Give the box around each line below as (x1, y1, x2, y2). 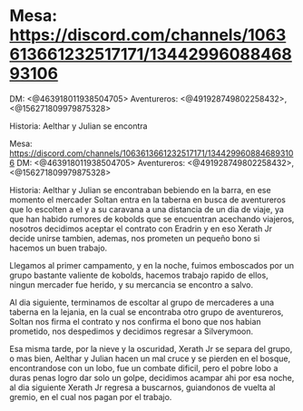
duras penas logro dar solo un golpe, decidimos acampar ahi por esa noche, (9, 372, 295, 383)
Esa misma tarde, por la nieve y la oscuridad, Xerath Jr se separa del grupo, (9, 343, 293, 354)
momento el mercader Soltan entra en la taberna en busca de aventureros (9, 194, 286, 205)
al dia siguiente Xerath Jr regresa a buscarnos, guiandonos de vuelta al (9, 382, 276, 393)
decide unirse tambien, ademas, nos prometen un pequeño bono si (9, 232, 260, 243)
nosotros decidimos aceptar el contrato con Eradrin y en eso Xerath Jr (9, 223, 273, 234)
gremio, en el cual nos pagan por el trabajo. (9, 391, 172, 402)
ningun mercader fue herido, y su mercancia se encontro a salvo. (9, 279, 254, 290)
